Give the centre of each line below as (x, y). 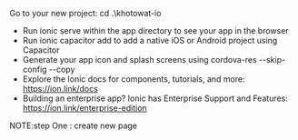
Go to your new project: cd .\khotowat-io (85, 13)
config (35, 69)
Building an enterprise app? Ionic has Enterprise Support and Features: (155, 98)
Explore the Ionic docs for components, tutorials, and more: (134, 79)
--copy (62, 69)
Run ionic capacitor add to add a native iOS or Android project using (150, 40)
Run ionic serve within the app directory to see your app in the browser (155, 30)
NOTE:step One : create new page (74, 125)
